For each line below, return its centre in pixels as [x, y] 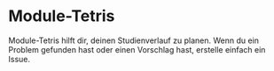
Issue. [20, 59]
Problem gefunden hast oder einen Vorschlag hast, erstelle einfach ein [137, 49]
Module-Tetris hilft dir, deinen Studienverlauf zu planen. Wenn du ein [133, 40]
